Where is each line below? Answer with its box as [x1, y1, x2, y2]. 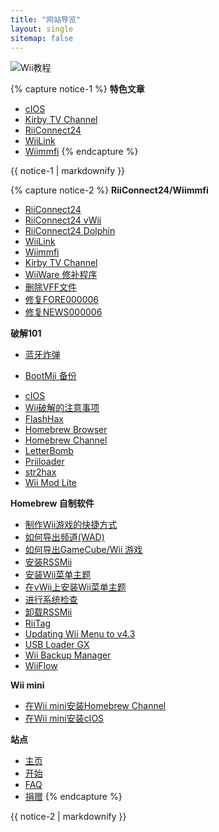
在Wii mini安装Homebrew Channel [24, 700, 167, 712]
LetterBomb [24, 445, 74, 457]
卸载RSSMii [24, 606, 73, 618]
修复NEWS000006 [24, 306, 103, 318]
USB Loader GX [24, 639, 90, 651]
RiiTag [24, 617, 52, 630]
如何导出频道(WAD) [24, 531, 105, 543]
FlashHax [24, 413, 64, 425]
